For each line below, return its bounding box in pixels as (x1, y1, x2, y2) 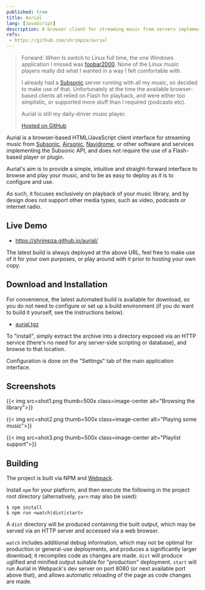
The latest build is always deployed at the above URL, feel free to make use (6, 249, 195, 256)
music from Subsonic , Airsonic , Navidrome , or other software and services (6, 140, 194, 147)
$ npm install (6, 504, 43, 511)
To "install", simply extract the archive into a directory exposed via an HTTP (6, 332, 196, 340)
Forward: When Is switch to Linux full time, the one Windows (21, 54, 174, 61)
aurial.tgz (15, 320, 39, 327)
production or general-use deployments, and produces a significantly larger (6, 545, 197, 553)
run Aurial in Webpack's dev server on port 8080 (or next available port (6, 565, 186, 572)
